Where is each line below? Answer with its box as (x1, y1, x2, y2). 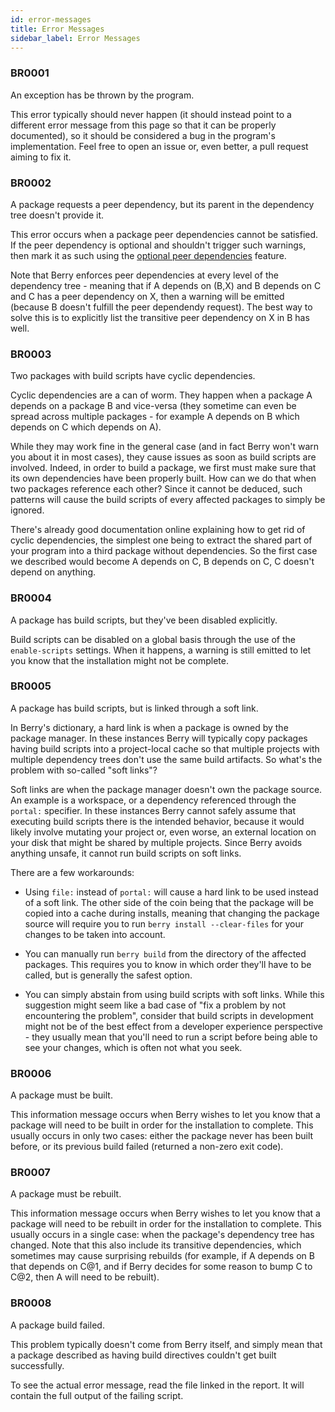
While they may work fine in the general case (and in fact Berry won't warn (10, 441, 320, 453)
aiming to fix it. (10, 151, 72, 163)
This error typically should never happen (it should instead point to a (10, 108, 292, 120)
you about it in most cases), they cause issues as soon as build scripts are (10, 451, 317, 463)
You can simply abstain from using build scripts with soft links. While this (24, 988, 325, 1000)
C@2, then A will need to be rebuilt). (10, 1271, 160, 1283)
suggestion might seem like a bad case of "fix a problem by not (24, 999, 286, 1011)
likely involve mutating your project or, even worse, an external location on (10, 826, 317, 838)
